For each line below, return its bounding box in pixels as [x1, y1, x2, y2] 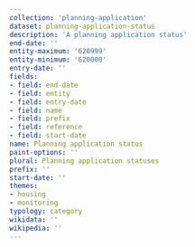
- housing [9, 190, 47, 199]
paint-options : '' [9, 147, 79, 157]
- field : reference [9, 123, 83, 132]
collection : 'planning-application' [9, 13, 147, 23]
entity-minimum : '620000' [9, 55, 107, 64]
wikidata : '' [9, 214, 59, 224]
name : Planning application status [9, 139, 144, 148]
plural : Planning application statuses [9, 156, 160, 166]
